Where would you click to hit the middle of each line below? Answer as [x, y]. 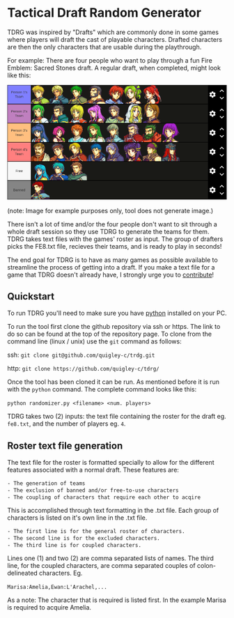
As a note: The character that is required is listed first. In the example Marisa [117, 600]
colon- [206, 566]
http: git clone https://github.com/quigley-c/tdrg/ [83, 369]
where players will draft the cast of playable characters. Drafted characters [115, 39]
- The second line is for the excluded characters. [84, 539]
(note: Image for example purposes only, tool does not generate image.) [110, 210]
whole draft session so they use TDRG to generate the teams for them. [108, 231]
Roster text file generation [65, 446]
